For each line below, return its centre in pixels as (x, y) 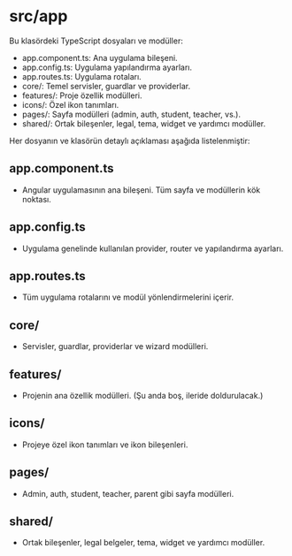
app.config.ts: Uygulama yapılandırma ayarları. (107, 67)
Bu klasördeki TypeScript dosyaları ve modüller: (96, 41)
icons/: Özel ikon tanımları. (70, 104)
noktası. (36, 199)
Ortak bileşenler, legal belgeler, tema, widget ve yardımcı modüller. (143, 543)
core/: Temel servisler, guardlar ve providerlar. (106, 86)
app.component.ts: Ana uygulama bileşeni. (100, 57)
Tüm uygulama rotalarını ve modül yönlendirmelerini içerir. (128, 297)
